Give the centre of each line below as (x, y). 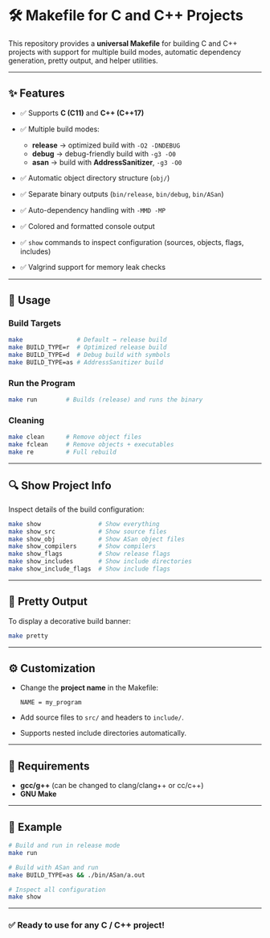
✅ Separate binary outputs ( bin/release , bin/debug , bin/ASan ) (122, 193)
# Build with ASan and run (53, 867)
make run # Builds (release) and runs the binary (106, 400)
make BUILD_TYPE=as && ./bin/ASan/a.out (77, 875)
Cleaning (27, 421)
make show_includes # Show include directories (100, 562)
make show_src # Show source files (88, 531)
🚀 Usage (29, 300)
